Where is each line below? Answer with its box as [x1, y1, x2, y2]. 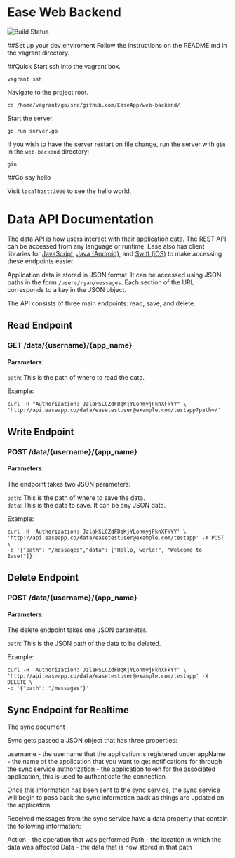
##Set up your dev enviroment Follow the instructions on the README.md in [7, 41, 227, 49]
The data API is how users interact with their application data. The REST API [7, 235, 227, 243]
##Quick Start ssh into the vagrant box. [7, 62, 121, 70]
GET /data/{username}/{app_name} [7, 341, 133, 350]
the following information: [7, 822, 81, 831]
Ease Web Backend [7, 4, 121, 20]
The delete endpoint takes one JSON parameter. [7, 626, 147, 634]
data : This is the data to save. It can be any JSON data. [7, 501, 166, 509]
